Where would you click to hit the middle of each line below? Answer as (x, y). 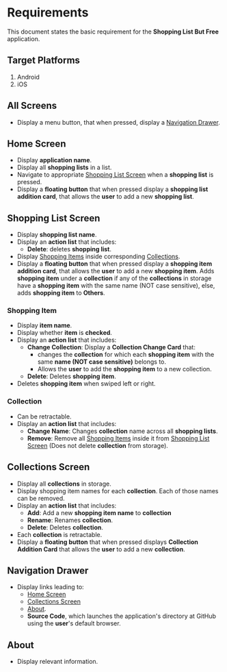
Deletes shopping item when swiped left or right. (86, 384)
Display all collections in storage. (64, 484)
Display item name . (44, 325)
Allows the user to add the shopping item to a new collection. (124, 369)
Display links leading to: (50, 587)
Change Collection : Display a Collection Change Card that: (111, 347)
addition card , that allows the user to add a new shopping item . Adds (116, 271)
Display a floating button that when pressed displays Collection (107, 542)
